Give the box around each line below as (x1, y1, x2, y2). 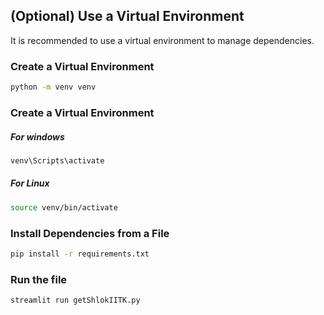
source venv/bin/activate (10, 202, 118, 213)
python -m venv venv (10, 82, 97, 93)
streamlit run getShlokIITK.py (10, 295, 141, 306)
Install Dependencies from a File (10, 226, 170, 240)
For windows (10, 130, 65, 143)
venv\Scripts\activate (10, 155, 105, 166)
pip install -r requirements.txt (10, 249, 150, 259)
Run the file (10, 272, 68, 286)
